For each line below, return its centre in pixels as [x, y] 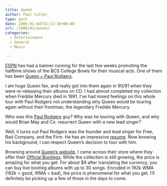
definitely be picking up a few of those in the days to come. [66, 178]
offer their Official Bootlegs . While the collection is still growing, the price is [82, 157]
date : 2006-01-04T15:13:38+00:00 [40, 24]
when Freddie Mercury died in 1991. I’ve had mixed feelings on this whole [80, 96]
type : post [16, 19]
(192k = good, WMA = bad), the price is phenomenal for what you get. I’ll [80, 173]
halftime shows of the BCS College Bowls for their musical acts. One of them [84, 71]
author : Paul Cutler [27, 14]
